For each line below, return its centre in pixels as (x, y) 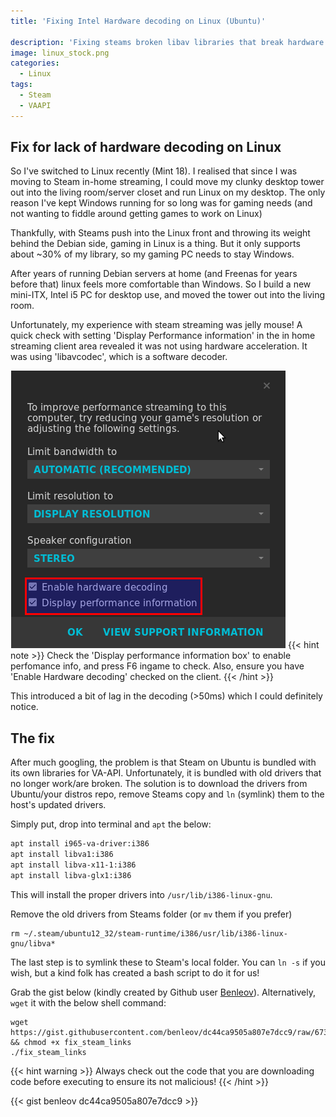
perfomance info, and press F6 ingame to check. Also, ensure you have (157, 666)
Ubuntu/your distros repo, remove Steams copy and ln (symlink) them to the (167, 794)
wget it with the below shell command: (88, 1002)
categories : (35, 63)
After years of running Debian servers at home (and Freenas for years (154, 274)
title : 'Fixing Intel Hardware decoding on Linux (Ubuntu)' (138, 21)
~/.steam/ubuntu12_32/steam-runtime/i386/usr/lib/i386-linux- (155, 933)
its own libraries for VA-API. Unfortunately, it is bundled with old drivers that (166, 773)
